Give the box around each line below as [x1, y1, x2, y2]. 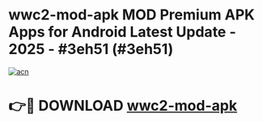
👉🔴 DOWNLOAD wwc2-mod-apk [8, 97, 237, 115]
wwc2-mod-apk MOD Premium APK [8, 6, 255, 24]
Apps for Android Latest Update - [8, 23, 236, 41]
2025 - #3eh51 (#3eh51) [8, 40, 174, 58]
